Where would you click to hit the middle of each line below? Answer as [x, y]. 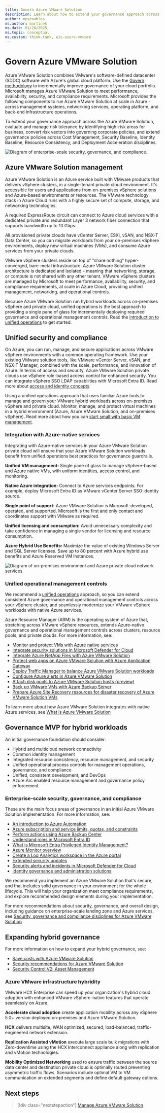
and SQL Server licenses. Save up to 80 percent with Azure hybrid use [77, 551]
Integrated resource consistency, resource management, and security [83, 759]
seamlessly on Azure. [27, 1003]
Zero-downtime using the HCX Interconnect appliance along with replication [82, 1047]
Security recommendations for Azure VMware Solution [68, 964]
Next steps [22, 1093]
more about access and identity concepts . [48, 386]
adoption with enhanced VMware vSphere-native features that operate [77, 998]
